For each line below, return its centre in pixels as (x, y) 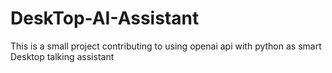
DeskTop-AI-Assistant (105, 18)
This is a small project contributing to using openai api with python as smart (166, 46)
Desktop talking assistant (62, 56)
